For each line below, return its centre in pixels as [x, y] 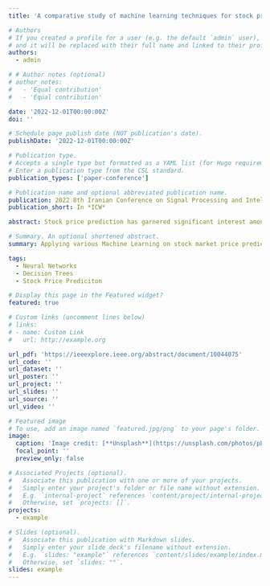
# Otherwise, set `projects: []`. [70, 503]
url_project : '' [35, 384]
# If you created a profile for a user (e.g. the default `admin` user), [135, 38]
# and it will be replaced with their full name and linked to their [127, 45]
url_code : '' [30, 362]
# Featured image [37, 421]
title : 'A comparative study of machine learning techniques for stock [131, 16]
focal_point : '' [43, 451]
